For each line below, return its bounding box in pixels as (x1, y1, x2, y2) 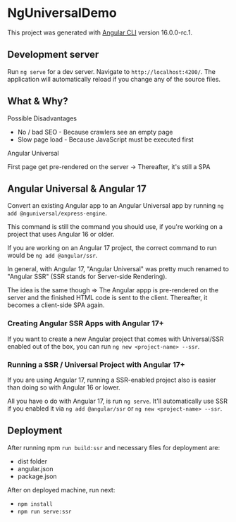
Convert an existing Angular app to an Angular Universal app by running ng (7, 201, 224, 210)
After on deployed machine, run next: (7, 485, 116, 494)
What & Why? (7, 95, 68, 107)
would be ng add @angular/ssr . (7, 251, 98, 260)
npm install (17, 500, 53, 508)
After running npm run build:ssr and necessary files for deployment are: (7, 443, 221, 452)
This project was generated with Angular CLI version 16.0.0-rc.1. (7, 28, 192, 37)
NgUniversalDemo (7, 5, 118, 21)
